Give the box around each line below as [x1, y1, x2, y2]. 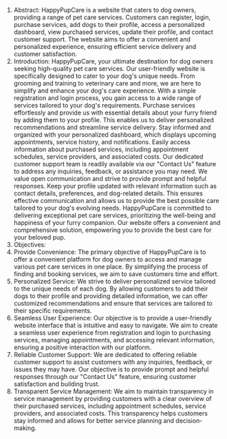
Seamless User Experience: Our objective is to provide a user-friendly [13, 314, 212, 322]
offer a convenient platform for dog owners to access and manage [13, 255, 202, 263]
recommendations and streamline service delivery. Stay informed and [13, 124, 211, 131]
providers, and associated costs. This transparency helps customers [13, 409, 208, 417]
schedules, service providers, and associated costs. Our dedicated [13, 153, 204, 161]
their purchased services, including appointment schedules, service [13, 402, 206, 410]
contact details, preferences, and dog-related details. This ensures [13, 189, 203, 197]
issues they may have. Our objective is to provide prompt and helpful [13, 365, 209, 373]
